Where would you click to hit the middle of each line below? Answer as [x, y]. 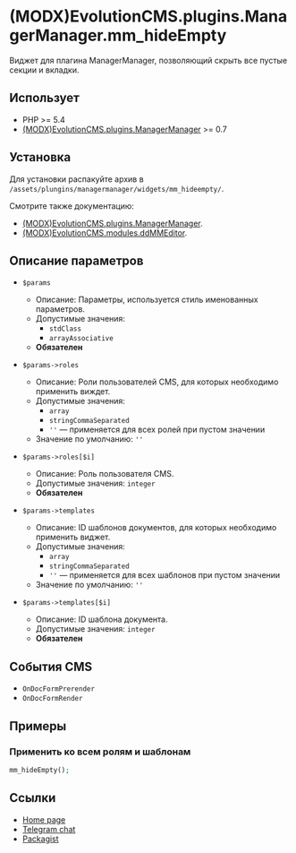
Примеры [38, 726]
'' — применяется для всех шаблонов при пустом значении [165, 575]
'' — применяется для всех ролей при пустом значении [157, 430]
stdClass [65, 329]
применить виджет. [73, 537]
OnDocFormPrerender [59, 689]
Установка [40, 157]
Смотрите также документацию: [72, 206]
